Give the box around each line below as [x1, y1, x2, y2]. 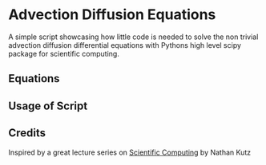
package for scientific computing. [8, 49, 120, 58]
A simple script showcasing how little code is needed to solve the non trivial [8, 32, 259, 41]
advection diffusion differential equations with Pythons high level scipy [8, 40, 242, 49]
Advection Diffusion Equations [8, 6, 216, 24]
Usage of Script [8, 99, 88, 112]
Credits [8, 126, 46, 140]
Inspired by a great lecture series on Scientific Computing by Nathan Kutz [8, 147, 252, 157]
